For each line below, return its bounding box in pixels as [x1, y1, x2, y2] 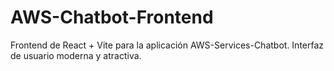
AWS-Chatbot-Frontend [10, 6, 214, 29]
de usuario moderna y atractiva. [10, 49, 142, 61]
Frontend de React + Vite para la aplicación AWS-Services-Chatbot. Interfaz [10, 39, 325, 51]
